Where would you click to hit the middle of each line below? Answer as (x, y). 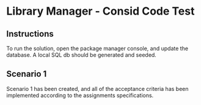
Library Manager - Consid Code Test (100, 11)
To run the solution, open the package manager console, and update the (97, 48)
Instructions (30, 34)
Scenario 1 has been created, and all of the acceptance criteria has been (97, 89)
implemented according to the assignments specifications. (80, 95)
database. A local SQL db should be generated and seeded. (82, 55)
